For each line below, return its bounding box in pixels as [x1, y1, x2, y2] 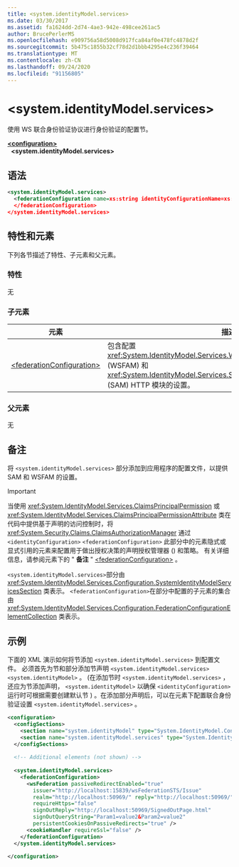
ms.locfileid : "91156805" [7, 70, 84, 77]
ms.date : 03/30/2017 [7, 17, 69, 24]
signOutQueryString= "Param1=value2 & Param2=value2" [33, 814, 186, 821]
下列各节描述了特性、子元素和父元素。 [7, 250, 119, 259]
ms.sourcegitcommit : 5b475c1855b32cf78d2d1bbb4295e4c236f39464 [7, 43, 199, 51]
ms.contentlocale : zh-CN [7, 57, 81, 64]
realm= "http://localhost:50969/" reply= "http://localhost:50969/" [33, 794, 234, 801]
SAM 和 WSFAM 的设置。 [7, 473, 82, 482]
